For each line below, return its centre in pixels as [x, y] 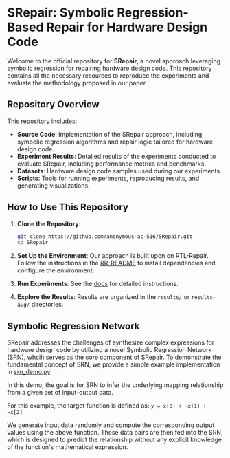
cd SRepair [33, 243]
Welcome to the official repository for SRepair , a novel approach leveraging [114, 61]
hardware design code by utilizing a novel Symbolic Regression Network [110, 350]
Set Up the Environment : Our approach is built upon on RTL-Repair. [113, 256]
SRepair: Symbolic [61, 13]
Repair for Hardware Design [127, 27]
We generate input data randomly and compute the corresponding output [111, 425]
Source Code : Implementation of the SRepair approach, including [110, 134]
